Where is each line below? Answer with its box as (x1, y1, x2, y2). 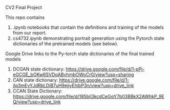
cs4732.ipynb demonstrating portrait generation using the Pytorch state (12, 35, 165, 41)
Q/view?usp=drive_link (12, 99, 61, 105)
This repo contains (5, 14, 45, 20)
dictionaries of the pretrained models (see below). (12, 41, 119, 47)
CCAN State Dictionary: (12, 88, 62, 94)
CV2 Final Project (5, 5, 42, 10)
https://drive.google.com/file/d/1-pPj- (66, 66, 145, 72)
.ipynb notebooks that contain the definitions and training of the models (12, 24, 164, 30)
